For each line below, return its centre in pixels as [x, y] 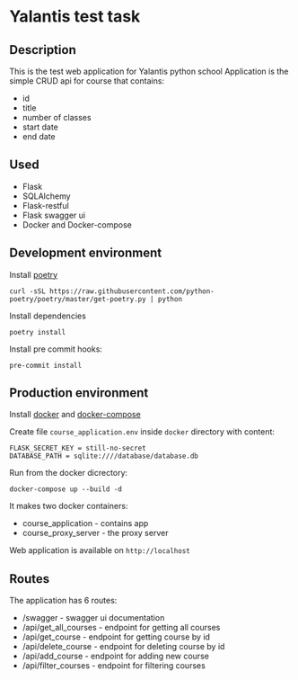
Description [43, 50]
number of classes [57, 117]
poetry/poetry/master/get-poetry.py [78, 299]
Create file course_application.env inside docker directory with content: [142, 432]
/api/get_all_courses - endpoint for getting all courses [121, 628]
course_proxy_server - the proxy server [95, 533]
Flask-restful [45, 205]
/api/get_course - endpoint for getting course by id [116, 637]
